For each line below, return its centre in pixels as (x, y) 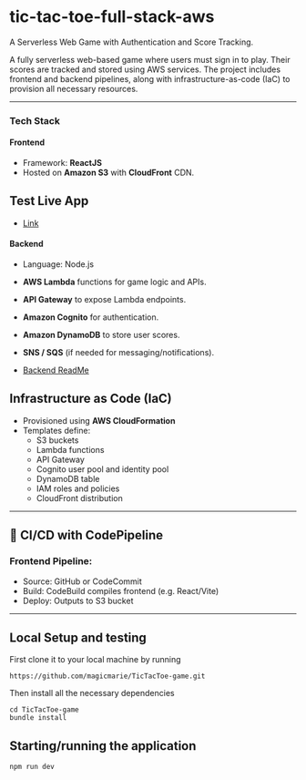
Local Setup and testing (78, 637)
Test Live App (49, 201)
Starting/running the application (103, 746)
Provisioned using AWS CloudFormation (99, 420)
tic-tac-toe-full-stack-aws (112, 17)
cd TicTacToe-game (44, 710)
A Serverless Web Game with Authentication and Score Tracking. (132, 42)
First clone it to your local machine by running (95, 660)
